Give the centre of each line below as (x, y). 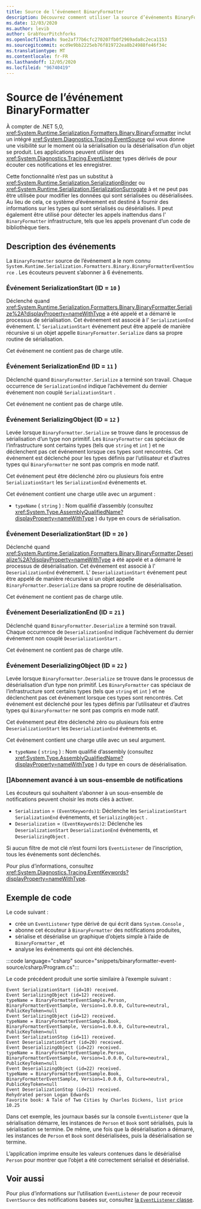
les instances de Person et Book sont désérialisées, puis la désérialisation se (99, 1136)
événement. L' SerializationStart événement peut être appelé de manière (98, 326)
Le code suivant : (28, 912)
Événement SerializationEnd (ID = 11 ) (62, 367)
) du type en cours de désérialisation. (141, 764)
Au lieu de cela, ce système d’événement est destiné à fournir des (87, 202)
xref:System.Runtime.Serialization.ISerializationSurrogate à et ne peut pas (97, 189)
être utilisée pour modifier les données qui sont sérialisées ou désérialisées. (100, 196)
